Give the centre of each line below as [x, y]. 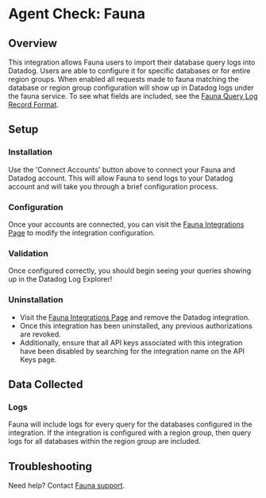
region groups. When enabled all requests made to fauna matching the [124, 79]
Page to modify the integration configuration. [82, 232]
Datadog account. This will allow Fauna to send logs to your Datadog [121, 178]
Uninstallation [36, 300]
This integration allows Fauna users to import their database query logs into [132, 62]
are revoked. [40, 334]
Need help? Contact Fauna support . [67, 485]
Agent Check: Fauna [77, 14]
